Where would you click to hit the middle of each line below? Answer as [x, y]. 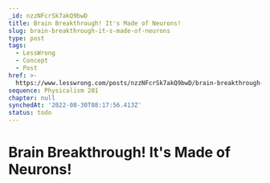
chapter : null [32, 98]
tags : [17, 46]
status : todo [30, 113]
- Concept [32, 61]
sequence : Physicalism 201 [53, 90]
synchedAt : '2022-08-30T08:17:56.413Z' [75, 105]
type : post [27, 38]
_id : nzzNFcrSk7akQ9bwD [48, 16]
